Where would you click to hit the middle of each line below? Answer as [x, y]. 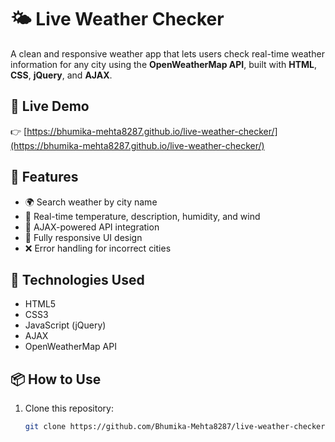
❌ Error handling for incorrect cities [98, 248]
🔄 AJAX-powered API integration [92, 227]
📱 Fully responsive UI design [83, 237]
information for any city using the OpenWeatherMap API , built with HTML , [164, 64]
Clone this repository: [69, 408]
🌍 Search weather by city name [91, 202]
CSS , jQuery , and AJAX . [61, 75]
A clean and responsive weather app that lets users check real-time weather [167, 53]
